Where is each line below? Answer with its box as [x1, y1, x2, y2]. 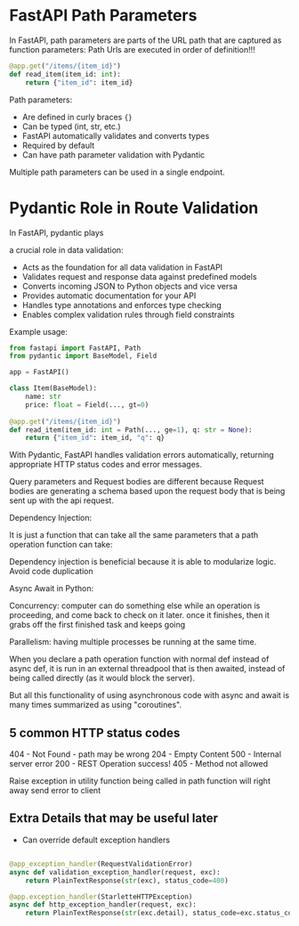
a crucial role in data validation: [9, 244, 124, 255]
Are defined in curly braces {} [21, 111, 133, 122]
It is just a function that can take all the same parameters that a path [9, 530, 259, 540]
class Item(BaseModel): [9, 384, 98, 393]
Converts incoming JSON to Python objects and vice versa [21, 280, 238, 291]
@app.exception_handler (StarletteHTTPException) [9, 892, 193, 901]
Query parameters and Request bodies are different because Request [9, 476, 264, 487]
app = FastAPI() [9, 368, 69, 377]
